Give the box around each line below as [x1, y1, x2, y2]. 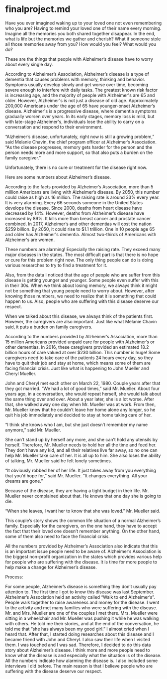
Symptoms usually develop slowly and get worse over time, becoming [5, 81, 149, 88]
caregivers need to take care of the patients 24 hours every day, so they [5, 355, 153, 361]
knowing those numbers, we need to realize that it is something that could [5, 293, 157, 299]
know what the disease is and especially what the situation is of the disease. [5, 652, 162, 658]
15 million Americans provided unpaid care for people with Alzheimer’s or [5, 339, 155, 345]
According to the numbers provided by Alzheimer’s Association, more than [5, 333, 158, 339]
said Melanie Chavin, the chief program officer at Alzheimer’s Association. [5, 138, 157, 145]
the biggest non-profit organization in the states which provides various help [5, 553, 162, 559]
